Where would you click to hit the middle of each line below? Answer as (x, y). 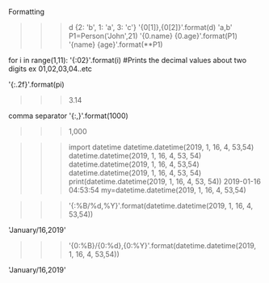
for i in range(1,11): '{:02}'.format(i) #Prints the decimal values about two (128, 60)
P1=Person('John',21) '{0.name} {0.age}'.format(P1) (153, 36)
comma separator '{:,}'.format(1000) (69, 116)
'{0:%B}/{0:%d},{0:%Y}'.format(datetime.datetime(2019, (162, 245)
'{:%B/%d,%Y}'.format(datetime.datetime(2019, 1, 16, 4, (161, 206)
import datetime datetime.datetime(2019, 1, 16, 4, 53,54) (161, 147)
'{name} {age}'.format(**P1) (116, 44)
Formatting (27, 12)
